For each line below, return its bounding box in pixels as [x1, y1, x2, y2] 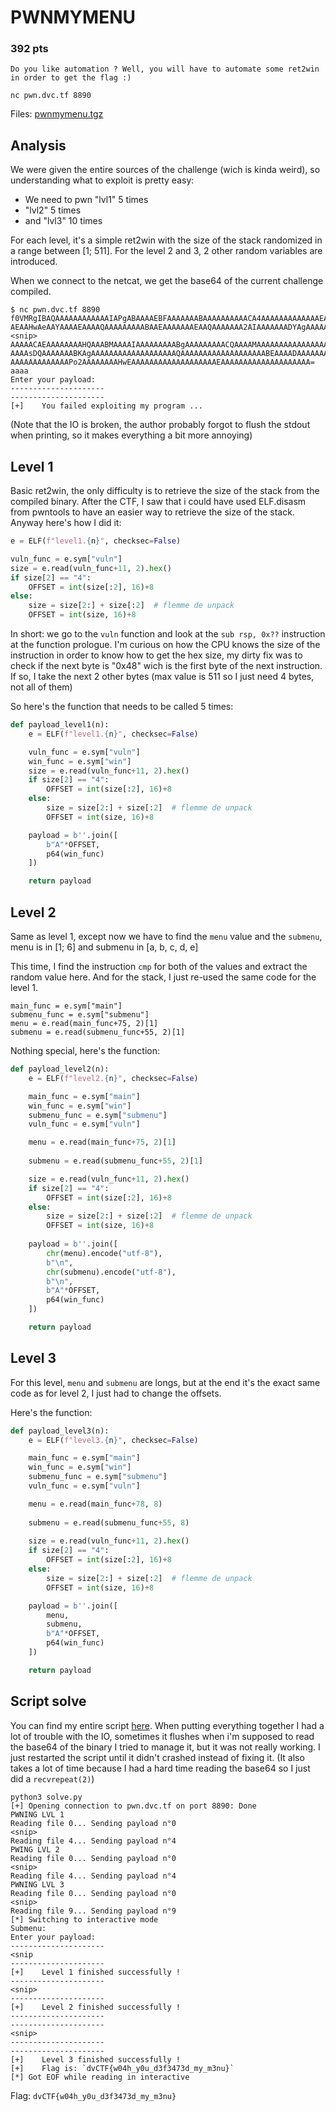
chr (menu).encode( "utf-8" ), [46, 1248, 163, 1258]
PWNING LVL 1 [10, 1809, 65, 1820]
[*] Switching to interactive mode [10, 1914, 159, 1925]
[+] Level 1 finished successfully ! [10, 1967, 182, 1977]
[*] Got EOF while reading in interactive [10, 2072, 190, 2082]
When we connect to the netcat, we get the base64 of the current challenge [10, 275, 324, 287]
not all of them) [10, 681, 73, 693]
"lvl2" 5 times [24, 204, 82, 216]
